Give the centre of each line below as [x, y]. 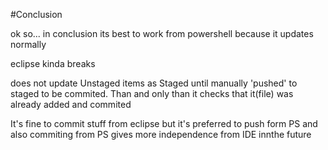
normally [28, 44]
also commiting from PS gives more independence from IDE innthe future [161, 134]
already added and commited [71, 104]
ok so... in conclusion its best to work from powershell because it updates [162, 33]
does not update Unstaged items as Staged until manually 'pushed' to [154, 83]
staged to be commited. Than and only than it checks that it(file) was [152, 93]
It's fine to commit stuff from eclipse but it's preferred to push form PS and [164, 123]
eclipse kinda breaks [53, 63]
